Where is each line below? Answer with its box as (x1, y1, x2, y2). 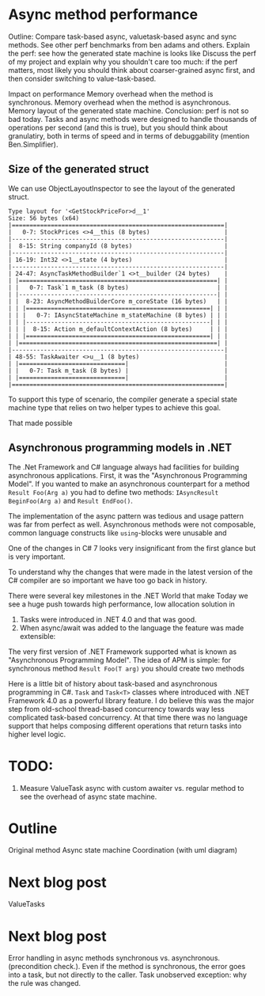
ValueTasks (8, 899, 45, 909)
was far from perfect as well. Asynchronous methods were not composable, (8, 519, 256, 529)
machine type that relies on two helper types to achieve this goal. (8, 402, 221, 412)
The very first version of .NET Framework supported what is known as (8, 647, 237, 656)
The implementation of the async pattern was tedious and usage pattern (8, 511, 244, 520)
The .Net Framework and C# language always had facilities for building (8, 462, 240, 472)
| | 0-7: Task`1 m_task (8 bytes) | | (8, 283, 228, 291)
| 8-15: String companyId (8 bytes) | (8, 241, 228, 250)
